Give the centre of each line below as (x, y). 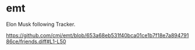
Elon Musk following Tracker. (41, 24)
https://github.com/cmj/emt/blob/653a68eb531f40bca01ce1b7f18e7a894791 (97, 35)
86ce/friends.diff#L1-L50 (36, 41)
